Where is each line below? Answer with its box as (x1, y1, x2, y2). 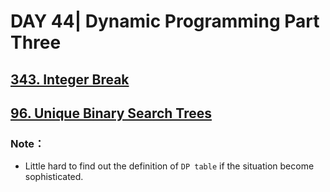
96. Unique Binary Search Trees (10, 105, 213, 122)
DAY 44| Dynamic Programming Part (10, 10, 320, 33)
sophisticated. (24, 171, 84, 183)
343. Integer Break (10, 71, 130, 88)
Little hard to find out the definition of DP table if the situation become (24, 160, 315, 172)
